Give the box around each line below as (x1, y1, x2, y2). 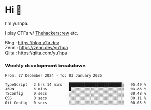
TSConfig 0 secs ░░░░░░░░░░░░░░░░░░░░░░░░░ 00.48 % (5, 91, 147, 96)
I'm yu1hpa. (5, 21, 29, 26)
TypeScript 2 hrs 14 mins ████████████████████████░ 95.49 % (5, 82, 147, 87)
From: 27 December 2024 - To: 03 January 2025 (5, 73, 102, 78)
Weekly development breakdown (5, 62, 86, 69)
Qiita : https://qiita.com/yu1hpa (5, 50, 67, 56)
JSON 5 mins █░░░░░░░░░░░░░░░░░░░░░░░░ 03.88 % (5, 87, 147, 91)
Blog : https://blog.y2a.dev (5, 39, 59, 45)
